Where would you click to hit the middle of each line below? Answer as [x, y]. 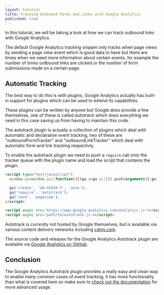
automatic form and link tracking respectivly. [50, 146]
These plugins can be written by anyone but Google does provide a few [77, 110]
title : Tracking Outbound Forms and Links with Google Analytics [73, 14]
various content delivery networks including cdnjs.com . [61, 230]
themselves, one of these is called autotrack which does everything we [77, 115]
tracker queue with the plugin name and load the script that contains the [78, 160]
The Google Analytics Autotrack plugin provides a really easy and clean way [82, 271]
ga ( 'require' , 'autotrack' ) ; [39, 192]
